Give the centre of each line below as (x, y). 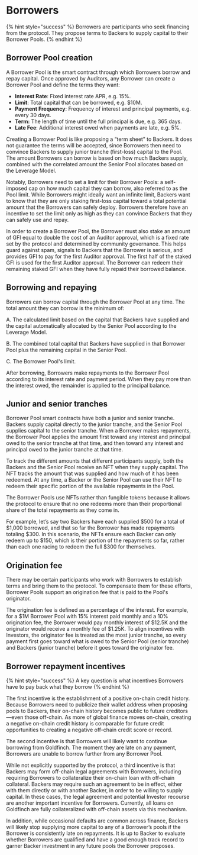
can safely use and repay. (38, 220)
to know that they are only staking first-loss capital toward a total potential (97, 201)
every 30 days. (33, 115)
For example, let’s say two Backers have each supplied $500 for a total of (95, 522)
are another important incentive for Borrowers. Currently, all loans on (90, 803)
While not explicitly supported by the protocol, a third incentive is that (91, 765)
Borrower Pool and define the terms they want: (63, 85)
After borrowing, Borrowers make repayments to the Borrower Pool (88, 373)
